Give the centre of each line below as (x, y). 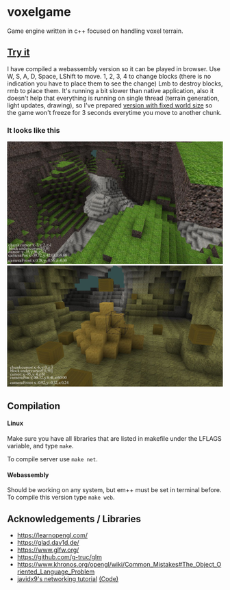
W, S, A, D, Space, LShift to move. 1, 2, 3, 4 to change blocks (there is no (109, 76)
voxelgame (39, 12)
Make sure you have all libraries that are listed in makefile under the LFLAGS (114, 439)
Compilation (34, 406)
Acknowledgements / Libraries (74, 518)
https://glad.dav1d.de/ (48, 543)
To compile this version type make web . (61, 498)
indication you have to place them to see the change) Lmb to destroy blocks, (115, 84)
